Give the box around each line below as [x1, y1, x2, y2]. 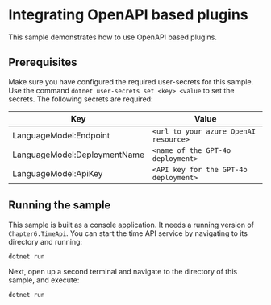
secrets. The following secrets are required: [8, 94, 153, 104]
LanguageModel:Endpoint [12, 130, 110, 141]
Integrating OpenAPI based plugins [8, 6, 248, 24]
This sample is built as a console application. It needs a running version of [8, 220, 255, 229]
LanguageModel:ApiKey [12, 167, 103, 179]
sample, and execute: [8, 275, 80, 285]
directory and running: [8, 237, 83, 246]
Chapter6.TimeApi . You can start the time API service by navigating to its [8, 228, 248, 238]
